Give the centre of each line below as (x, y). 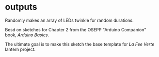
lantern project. (20, 49)
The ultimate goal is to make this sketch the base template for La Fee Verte (80, 44)
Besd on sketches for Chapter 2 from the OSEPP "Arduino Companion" (76, 29)
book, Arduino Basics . (27, 35)
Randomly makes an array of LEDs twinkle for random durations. (70, 20)
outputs (21, 7)
